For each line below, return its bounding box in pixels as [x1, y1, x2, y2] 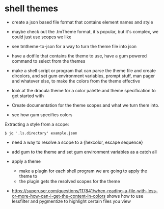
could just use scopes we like [11, 34, 72, 40]
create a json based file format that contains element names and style [11, 19, 153, 25]
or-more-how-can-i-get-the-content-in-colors [11, 193, 106, 199]
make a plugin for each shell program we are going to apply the [19, 168, 148, 174]
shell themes [4, 3, 58, 14]
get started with [11, 93, 44, 99]
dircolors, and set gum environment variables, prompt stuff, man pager [11, 73, 155, 78]
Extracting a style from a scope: [4, 121, 69, 127]
